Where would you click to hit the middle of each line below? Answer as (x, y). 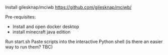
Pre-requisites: (21, 17)
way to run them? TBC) (29, 47)
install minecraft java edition (41, 32)
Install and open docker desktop (46, 26)
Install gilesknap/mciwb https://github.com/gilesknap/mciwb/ (68, 7)
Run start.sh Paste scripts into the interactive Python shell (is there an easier (84, 41)
